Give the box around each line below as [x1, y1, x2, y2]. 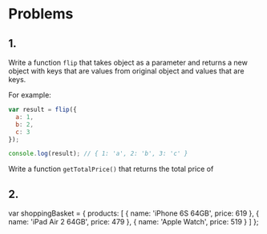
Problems [8, 5, 74, 23]
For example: [8, 90, 52, 100]
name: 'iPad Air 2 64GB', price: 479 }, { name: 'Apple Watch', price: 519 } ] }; [8, 217, 259, 227]
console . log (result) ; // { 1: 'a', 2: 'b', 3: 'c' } [8, 149, 188, 158]
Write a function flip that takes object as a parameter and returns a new [8, 58, 249, 67]
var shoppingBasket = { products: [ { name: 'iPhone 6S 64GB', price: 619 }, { [8, 208, 259, 218]
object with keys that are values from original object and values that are [8, 66, 245, 76]
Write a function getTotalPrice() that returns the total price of [8, 165, 214, 174]
